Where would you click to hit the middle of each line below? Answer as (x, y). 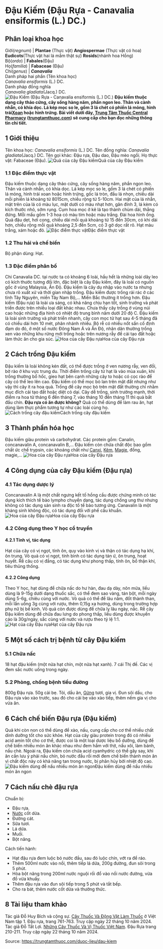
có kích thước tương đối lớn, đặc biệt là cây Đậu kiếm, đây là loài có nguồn (80, 282)
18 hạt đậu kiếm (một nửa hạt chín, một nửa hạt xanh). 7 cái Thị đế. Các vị (79, 664)
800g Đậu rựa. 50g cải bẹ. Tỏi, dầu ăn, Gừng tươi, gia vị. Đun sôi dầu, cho (79, 693)
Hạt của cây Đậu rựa (72, 624)
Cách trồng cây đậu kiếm (85, 412)
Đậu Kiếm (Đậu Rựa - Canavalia (70, 10)
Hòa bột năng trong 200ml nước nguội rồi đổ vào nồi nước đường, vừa (82, 873)
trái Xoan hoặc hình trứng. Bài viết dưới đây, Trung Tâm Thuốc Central (76, 113)
